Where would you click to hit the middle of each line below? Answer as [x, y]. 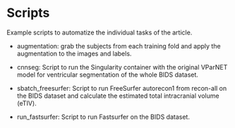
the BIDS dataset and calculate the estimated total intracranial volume [118, 96]
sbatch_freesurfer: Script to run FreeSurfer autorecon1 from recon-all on [122, 88]
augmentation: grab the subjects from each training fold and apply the [119, 46]
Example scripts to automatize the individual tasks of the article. [100, 32]
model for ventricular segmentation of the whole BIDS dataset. [108, 75]
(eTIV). [26, 103]
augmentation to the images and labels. [74, 53]
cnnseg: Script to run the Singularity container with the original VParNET [122, 67]
